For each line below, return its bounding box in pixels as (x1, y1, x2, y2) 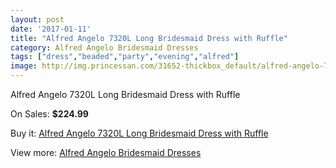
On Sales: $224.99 (10, 108, 89, 120)
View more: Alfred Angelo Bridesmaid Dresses (10, 147, 202, 158)
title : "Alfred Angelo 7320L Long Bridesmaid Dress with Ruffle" (10, 33, 288, 43)
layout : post (10, 14, 65, 25)
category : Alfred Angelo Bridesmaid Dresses (10, 42, 199, 53)
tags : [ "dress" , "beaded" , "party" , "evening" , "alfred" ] (10, 52, 240, 62)
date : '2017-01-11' (10, 24, 92, 34)
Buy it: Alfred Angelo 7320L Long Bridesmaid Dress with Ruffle (10, 127, 269, 139)
